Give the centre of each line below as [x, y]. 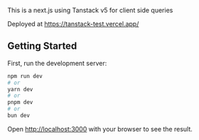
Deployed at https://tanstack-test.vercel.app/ [73, 24]
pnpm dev [20, 103]
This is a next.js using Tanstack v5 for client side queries [90, 10]
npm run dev [25, 76]
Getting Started [42, 46]
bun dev [19, 116]
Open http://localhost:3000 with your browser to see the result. [100, 129]
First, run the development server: [57, 63]
